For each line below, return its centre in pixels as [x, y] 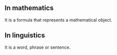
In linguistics [25, 36]
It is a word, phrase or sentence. [38, 47]
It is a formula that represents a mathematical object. [58, 20]
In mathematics [29, 8]
